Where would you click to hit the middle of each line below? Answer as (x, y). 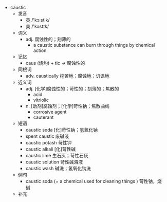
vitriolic (41, 100)
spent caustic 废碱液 (47, 136)
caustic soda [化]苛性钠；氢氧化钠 (62, 130)
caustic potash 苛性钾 (49, 143)
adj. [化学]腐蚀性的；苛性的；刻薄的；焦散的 (72, 89)
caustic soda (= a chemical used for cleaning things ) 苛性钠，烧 (94, 181)
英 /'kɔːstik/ (38, 20)
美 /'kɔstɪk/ (37, 26)
